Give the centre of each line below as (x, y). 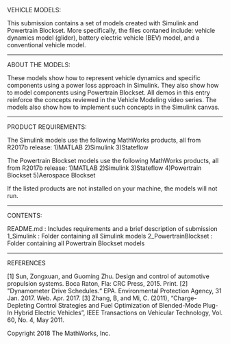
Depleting (21, 305)
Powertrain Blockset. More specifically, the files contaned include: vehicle (111, 30)
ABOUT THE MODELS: (39, 65)
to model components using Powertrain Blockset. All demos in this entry (108, 93)
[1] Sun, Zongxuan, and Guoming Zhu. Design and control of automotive (108, 276)
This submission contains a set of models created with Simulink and (103, 23)
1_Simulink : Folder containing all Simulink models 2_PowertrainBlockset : (110, 236)
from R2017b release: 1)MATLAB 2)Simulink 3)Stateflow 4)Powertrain (104, 168)
